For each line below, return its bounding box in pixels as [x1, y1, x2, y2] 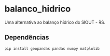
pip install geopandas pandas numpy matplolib [4, 46, 100, 51]
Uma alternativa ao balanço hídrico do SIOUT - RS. [4, 19, 106, 25]
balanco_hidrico [4, 3, 71, 14]
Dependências [4, 33, 49, 42]
